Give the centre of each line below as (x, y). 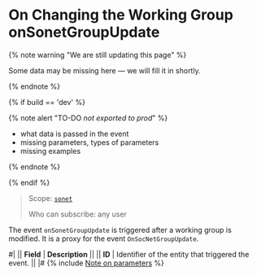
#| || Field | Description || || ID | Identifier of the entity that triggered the (129, 254)
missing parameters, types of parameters (89, 142)
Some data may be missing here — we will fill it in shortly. (105, 70)
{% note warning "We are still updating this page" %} (98, 55)
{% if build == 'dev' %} (47, 102)
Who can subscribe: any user (78, 214)
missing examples (50, 151)
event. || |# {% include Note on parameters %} (86, 263)
